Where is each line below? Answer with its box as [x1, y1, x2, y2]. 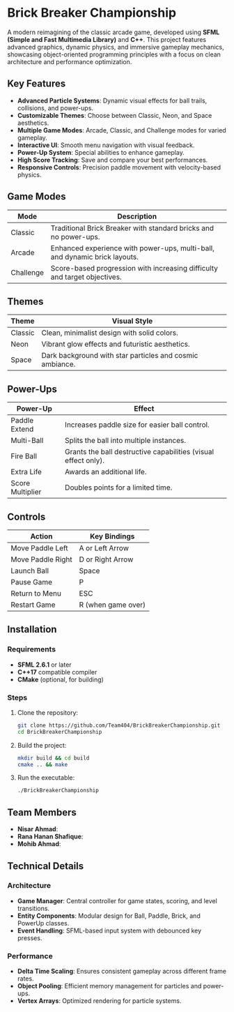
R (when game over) [79, 600, 146, 610]
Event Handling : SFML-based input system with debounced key [17, 926, 202, 935]
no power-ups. [50, 232, 100, 241]
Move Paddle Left [10, 543, 68, 552]
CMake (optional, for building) [17, 675, 104, 684]
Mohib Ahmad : [17, 840, 61, 848]
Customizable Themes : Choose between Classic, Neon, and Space [17, 111, 212, 119]
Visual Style [111, 316, 153, 326]
